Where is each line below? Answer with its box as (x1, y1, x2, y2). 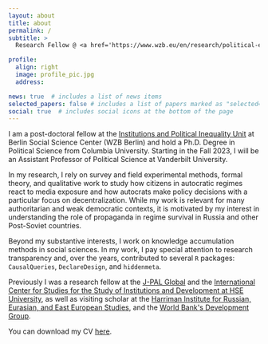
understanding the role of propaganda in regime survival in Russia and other (8, 212, 259, 222)
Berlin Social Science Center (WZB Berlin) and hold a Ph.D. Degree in (8, 137, 235, 148)
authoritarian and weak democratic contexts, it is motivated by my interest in (8, 204, 260, 214)
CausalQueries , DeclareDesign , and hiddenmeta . (8, 262, 162, 271)
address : (15, 77, 45, 86)
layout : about (8, 11, 56, 20)
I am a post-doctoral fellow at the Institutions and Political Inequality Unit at (8, 129, 255, 139)
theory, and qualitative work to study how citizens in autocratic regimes (8, 179, 243, 188)
